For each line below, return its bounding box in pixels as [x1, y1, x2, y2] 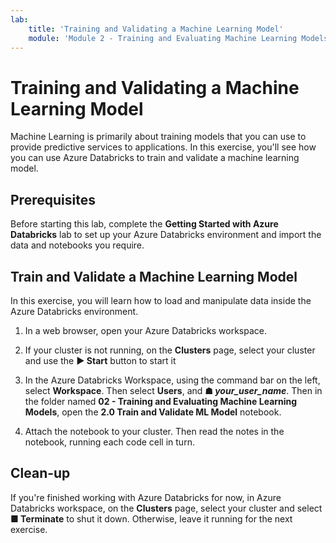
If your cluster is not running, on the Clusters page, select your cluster [24, 344, 316, 356]
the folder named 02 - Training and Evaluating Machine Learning [24, 395, 298, 407]
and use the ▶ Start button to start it [24, 354, 177, 366]
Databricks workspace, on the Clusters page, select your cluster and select [10, 502, 323, 514]
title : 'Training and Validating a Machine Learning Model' [28, 24, 284, 34]
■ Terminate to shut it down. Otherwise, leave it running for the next [10, 512, 293, 525]
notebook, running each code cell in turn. [24, 436, 195, 448]
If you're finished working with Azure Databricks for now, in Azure [10, 491, 282, 503]
